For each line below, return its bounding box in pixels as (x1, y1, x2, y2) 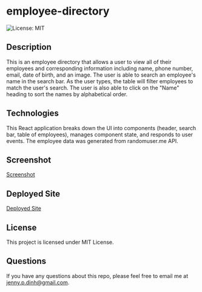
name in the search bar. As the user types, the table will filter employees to (6, 77, 194, 85)
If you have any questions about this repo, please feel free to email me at (6, 272, 189, 279)
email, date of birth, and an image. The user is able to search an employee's (6, 71, 196, 78)
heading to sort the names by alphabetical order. (6, 90, 128, 98)
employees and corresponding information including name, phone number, (6, 64, 194, 72)
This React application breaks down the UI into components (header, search (6, 124, 197, 131)
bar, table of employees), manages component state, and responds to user (6, 131, 193, 138)
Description (6, 42, 52, 52)
